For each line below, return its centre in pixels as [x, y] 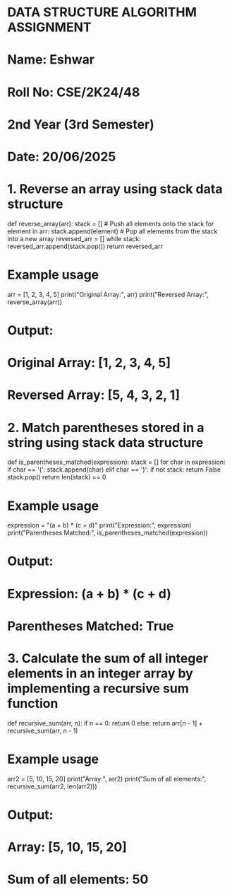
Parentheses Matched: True [91, 626]
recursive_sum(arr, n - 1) [43, 730]
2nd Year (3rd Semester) [81, 124]
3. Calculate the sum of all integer [108, 658]
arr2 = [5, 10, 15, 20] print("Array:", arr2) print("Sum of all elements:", [107, 779]
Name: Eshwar [51, 60]
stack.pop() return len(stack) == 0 [57, 477]
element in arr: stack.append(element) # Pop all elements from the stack [112, 231]
